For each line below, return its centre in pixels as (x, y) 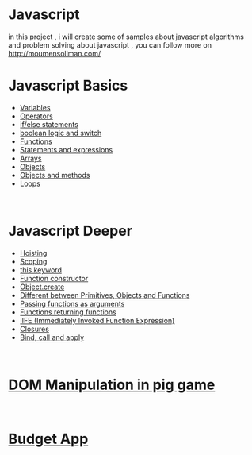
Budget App (48, 439)
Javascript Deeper (71, 231)
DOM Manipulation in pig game (112, 385)
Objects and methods (55, 175)
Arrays (31, 158)
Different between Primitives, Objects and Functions (105, 295)
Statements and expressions (66, 149)
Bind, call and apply (52, 337)
